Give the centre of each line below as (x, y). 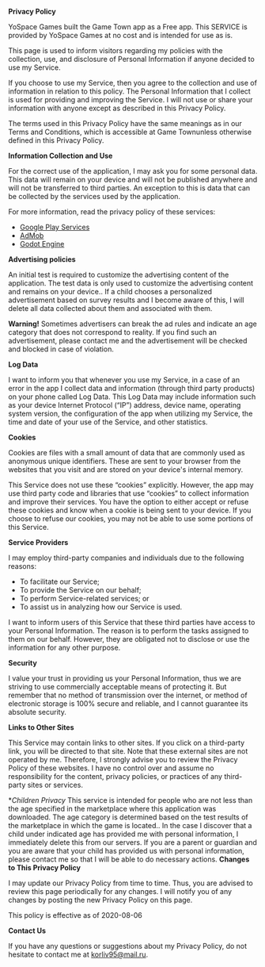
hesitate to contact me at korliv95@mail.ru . (78, 954)
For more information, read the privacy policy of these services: (112, 212)
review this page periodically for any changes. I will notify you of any (120, 891)
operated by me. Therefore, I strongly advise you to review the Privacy (123, 760)
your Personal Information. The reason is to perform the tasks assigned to (129, 631)
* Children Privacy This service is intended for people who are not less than (131, 800)
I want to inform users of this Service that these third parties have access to (132, 622)
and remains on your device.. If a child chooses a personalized (110, 292)
